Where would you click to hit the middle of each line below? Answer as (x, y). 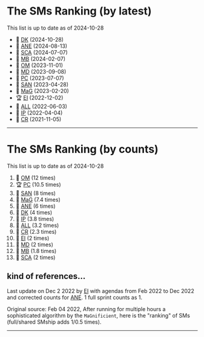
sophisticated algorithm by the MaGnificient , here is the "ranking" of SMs (98, 315)
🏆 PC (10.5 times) (38, 184)
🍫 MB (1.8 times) (36, 251)
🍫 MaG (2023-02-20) (42, 91)
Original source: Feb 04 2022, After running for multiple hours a (86, 309)
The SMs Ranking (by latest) (79, 11)
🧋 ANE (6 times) (36, 206)
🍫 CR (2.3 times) (36, 231)
